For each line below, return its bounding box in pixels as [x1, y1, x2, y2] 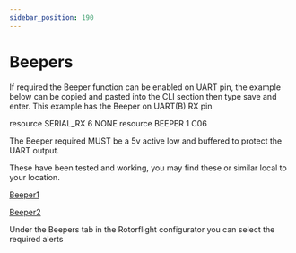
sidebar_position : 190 [9, 13, 94, 22]
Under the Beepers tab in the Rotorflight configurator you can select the [9, 223, 275, 234]
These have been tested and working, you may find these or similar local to [9, 162, 287, 173]
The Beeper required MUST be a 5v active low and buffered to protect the [9, 135, 283, 146]
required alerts [9, 233, 64, 244]
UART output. [9, 144, 60, 155]
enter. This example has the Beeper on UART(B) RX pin [9, 100, 213, 111]
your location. [9, 171, 60, 182]
